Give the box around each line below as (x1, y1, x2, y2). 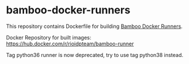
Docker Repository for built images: (6, 34, 92, 41)
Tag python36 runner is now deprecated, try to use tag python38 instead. (6, 51, 184, 58)
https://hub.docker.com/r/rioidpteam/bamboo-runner (6, 40, 134, 47)
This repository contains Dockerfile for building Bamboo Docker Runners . (6, 23, 183, 30)
